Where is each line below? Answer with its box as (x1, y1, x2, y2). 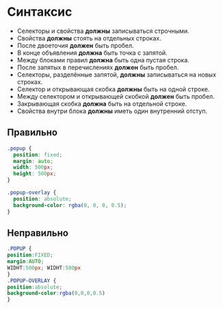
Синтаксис (7, 4, 73, 20)
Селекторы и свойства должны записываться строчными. (16, 27, 189, 35)
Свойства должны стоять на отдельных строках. (16, 34, 162, 42)
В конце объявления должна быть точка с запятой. (16, 49, 168, 57)
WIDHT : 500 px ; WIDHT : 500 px (7, 264, 81, 271)
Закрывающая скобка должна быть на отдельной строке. (16, 99, 187, 108)
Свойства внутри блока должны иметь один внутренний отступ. (16, 107, 207, 115)
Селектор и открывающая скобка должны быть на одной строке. (16, 85, 210, 93)
